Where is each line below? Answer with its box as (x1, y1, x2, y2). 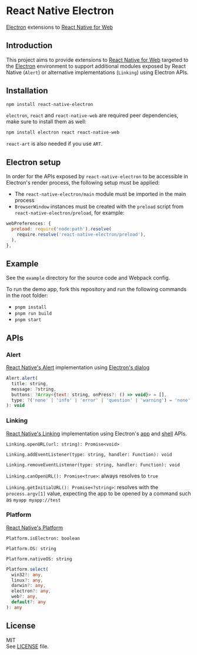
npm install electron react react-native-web (6, 129, 119, 136)
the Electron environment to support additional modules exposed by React (6, 62, 186, 69)
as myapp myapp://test (6, 496, 61, 503)
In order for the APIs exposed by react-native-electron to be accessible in (6, 173, 188, 180)
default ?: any (11, 599, 46, 605)
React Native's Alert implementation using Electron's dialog (6, 364, 150, 371)
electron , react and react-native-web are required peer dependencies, (6, 112, 179, 119)
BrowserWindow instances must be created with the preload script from (14, 203, 184, 210)
